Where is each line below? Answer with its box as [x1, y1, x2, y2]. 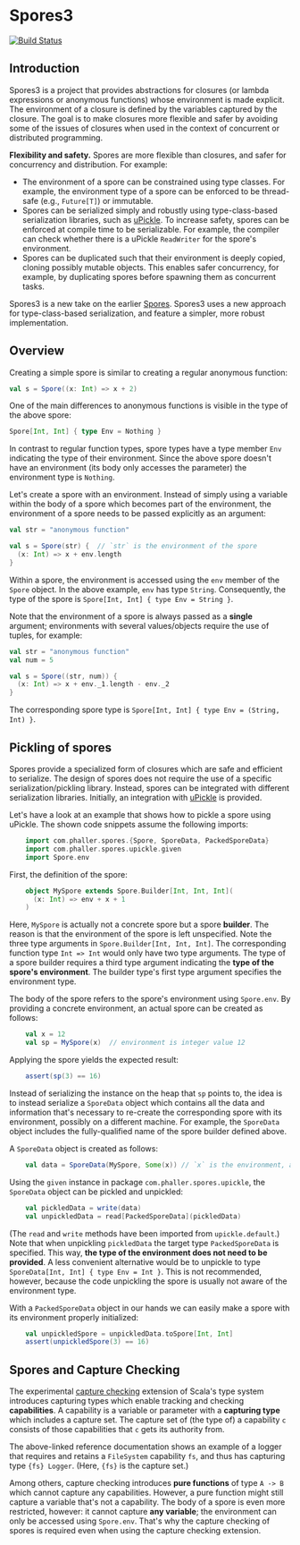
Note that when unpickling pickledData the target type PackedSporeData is [9, 1237, 279, 1248]
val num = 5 [9, 655, 54, 665]
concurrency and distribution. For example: [9, 158, 168, 170]
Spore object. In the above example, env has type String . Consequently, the [9, 583, 286, 595]
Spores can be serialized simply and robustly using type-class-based [21, 205, 279, 216]
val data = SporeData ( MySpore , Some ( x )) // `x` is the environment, [25, 1160, 286, 1169]
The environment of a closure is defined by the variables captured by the [9, 104, 278, 115]
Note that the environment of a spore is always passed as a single [9, 610, 253, 622]
